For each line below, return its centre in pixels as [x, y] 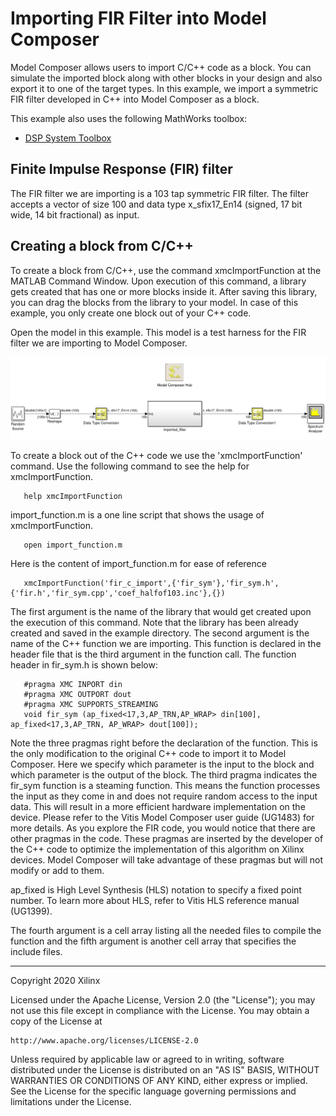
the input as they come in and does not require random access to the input [164, 796]
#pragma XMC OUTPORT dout [77, 694]
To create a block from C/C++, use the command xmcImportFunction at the [166, 270]
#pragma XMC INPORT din [73, 684]
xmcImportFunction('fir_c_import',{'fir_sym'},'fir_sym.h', [151, 583]
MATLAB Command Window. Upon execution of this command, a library [158, 281]
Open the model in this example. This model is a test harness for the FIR [158, 332]
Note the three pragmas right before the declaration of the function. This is [164, 743]
